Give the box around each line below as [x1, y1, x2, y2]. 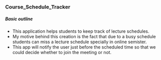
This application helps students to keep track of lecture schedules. [12, 28, 150, 34]
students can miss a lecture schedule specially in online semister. [12, 39, 147, 45]
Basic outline [5, 16, 33, 22]
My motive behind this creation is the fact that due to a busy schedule [12, 33, 156, 39]
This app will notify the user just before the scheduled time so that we [12, 44, 156, 50]
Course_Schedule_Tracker [5, 3, 71, 10]
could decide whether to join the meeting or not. [12, 49, 112, 55]
